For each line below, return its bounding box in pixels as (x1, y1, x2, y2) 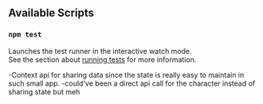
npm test (8, 30, 42, 39)
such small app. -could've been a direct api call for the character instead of (8, 79, 256, 88)
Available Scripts (8, 6, 94, 20)
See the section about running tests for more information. (8, 55, 197, 64)
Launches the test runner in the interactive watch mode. (8, 46, 193, 56)
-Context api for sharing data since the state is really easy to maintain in (8, 70, 245, 79)
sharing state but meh (8, 87, 80, 96)
